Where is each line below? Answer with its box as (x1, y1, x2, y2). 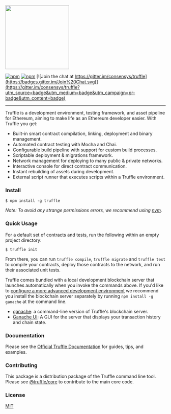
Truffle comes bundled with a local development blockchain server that (5, 277, 155, 283)
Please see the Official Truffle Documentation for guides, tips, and (5, 343, 144, 350)
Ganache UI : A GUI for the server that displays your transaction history (12, 314, 161, 320)
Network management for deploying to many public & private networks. (12, 158, 163, 164)
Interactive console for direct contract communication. (12, 163, 127, 169)
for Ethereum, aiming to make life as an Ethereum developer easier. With (5, 115, 157, 121)
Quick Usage (5, 220, 38, 227)
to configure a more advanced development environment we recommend (5, 287, 159, 293)
